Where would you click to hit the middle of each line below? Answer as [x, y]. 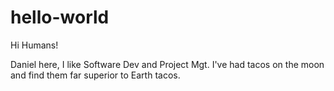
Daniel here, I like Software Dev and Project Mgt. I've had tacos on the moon [167, 64]
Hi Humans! [34, 45]
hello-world [60, 17]
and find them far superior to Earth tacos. [95, 75]
